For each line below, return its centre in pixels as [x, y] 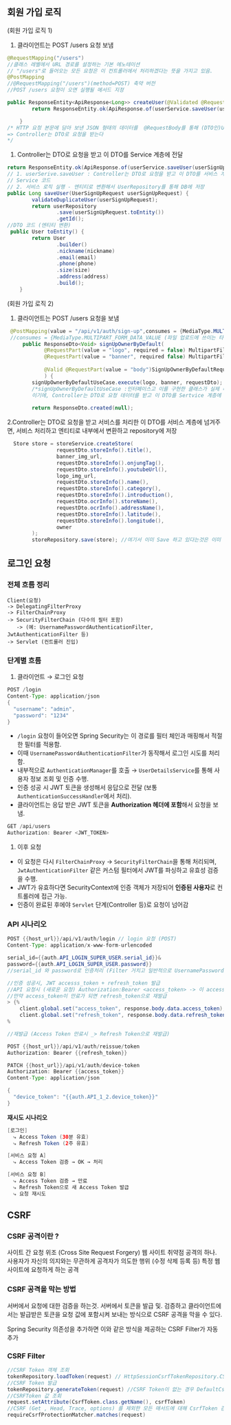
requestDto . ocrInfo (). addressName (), [110, 508]
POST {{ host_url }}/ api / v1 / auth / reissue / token [73, 1047]
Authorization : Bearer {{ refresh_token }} [67, 1053]
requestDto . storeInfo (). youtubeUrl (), [112, 469]
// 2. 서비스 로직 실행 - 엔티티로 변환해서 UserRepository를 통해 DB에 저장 [106, 187]
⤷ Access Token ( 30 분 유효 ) [51, 1137]
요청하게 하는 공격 [55, 1270]
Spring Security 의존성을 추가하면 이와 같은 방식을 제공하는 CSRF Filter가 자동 [113, 1328]
